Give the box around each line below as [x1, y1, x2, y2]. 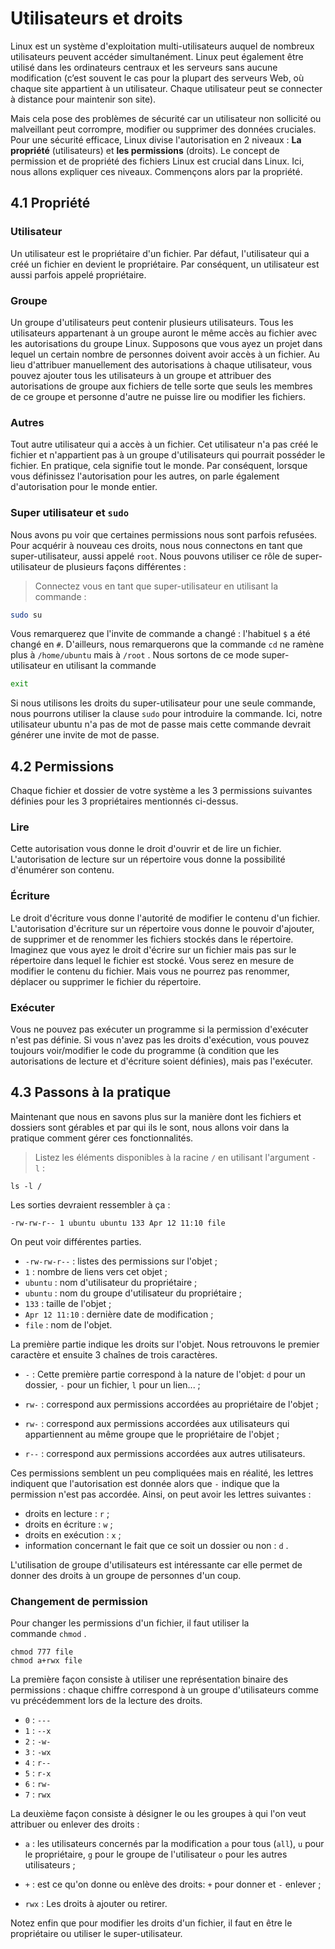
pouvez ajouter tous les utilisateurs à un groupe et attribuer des [10, 369, 272, 381]
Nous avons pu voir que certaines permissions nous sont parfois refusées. [10, 528, 318, 541]
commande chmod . [10, 1628, 87, 1640]
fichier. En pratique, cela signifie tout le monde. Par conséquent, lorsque [10, 460, 308, 472]
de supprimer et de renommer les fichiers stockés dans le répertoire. [10, 933, 294, 945]
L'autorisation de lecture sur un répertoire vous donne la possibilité [10, 853, 286, 866]
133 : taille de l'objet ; [24, 1297, 112, 1309]
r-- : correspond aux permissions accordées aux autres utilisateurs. [24, 1447, 306, 1459]
